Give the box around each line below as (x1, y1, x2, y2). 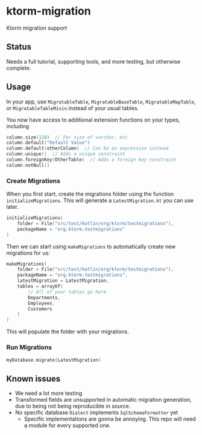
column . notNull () (6, 162, 50, 168)
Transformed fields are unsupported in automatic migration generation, (14, 396, 192, 404)
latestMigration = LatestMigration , (17, 278, 110, 284)
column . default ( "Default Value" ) (6, 140, 90, 146)
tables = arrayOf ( (17, 283, 63, 290)
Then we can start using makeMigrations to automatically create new (6, 243, 176, 250)
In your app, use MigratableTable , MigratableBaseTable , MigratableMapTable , (6, 98, 196, 105)
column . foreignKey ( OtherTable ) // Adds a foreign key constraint (6, 157, 177, 163)
